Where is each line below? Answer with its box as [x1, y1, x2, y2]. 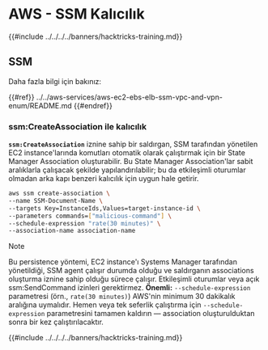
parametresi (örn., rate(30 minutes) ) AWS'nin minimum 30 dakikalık [8, 292, 236, 302]
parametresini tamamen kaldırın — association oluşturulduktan [46, 309, 255, 318]
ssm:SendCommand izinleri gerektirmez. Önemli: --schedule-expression [8, 283, 251, 293]
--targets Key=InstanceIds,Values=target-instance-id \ [8, 204, 201, 213]
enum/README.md [8, 100, 73, 110]
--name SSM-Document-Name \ [8, 196, 104, 205]
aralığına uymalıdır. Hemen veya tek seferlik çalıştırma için [8, 300, 202, 310]
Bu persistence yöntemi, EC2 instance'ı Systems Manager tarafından [8, 257, 237, 267]
